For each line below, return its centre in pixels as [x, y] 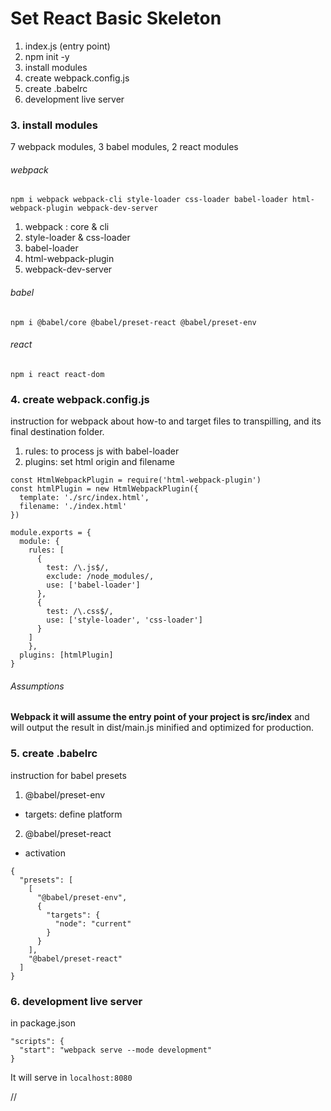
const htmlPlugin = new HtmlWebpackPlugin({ [104, 489]
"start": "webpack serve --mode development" [116, 1050]
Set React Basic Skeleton [116, 18]
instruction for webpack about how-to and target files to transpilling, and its [166, 421]
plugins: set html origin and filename [99, 462]
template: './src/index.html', [84, 498]
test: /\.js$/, [78, 568]
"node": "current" [93, 923]
